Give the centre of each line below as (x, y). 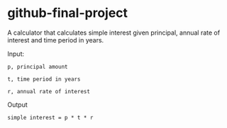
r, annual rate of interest (49, 91)
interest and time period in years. (56, 40)
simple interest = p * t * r (50, 117)
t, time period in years (44, 79)
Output (17, 105)
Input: (16, 54)
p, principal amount (38, 66)
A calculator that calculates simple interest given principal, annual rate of (114, 33)
